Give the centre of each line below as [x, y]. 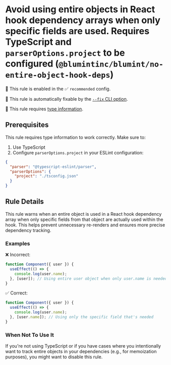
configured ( [32, 64]
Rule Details [25, 202]
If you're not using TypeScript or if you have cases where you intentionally [83, 346]
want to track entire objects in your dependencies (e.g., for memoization [81, 352]
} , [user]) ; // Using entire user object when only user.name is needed [89, 279]
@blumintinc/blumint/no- [111, 65]
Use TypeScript [29, 147]
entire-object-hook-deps [58, 75]
